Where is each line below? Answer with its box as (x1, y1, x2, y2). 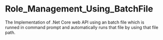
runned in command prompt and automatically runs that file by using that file (5, 24, 159, 30)
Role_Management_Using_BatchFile (5, 3, 153, 14)
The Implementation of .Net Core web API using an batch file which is (5, 19, 145, 25)
